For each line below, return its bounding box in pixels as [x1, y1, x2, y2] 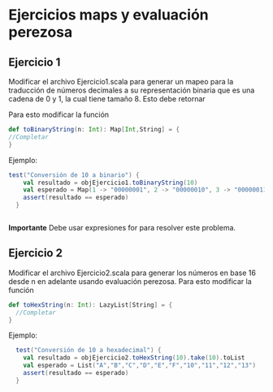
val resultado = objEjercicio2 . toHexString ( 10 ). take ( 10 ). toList [23, 354, 245, 362]
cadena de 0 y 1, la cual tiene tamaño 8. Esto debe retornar [8, 94, 206, 103]
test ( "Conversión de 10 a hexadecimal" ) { [15, 347, 162, 355]
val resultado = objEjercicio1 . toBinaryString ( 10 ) [23, 179, 198, 187]
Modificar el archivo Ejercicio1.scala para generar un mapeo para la [8, 77, 234, 86]
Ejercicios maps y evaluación [8, 6, 209, 24]
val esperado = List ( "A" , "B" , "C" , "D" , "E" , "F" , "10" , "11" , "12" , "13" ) [23, 361, 257, 370]
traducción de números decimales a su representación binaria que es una [8, 85, 255, 95]
